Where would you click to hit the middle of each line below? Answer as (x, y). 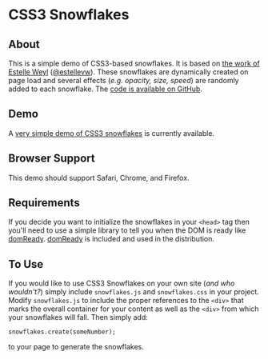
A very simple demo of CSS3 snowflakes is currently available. (111, 133)
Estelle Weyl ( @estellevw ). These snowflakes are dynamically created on (128, 72)
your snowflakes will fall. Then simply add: (78, 317)
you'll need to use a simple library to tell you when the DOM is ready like (127, 230)
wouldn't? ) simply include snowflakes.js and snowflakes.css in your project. (134, 292)
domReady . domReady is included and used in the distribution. (111, 239)
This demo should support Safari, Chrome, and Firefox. (99, 178)
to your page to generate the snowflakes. (76, 347)
